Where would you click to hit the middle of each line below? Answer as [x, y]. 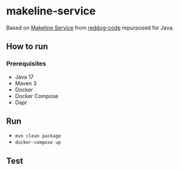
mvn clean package [38, 136]
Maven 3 [26, 83]
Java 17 [24, 77]
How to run [27, 47]
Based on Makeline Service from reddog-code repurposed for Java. [90, 28]
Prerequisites [26, 64]
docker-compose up [38, 142]
